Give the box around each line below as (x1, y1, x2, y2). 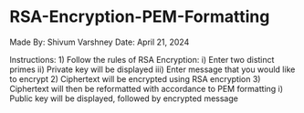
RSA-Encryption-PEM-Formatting (9, 6, 270, 27)
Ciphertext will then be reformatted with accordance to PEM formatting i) (9, 83, 284, 94)
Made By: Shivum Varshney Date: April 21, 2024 (9, 36, 190, 47)
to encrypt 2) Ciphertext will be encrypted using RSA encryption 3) (9, 73, 261, 84)
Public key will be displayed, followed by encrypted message (9, 93, 239, 104)
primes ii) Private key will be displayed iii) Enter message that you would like (9, 64, 296, 75)
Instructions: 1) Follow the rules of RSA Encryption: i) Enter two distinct (9, 54, 275, 65)
